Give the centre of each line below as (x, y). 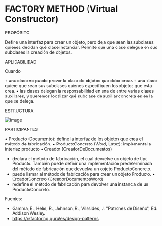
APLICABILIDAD (21, 62)
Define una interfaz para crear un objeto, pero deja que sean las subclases (79, 42)
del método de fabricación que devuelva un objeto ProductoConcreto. (82, 169)
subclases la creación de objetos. (38, 52)
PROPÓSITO (17, 32)
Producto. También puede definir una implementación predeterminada (82, 163)
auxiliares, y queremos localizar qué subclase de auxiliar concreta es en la (79, 96)
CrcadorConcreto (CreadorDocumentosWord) (58, 179)
